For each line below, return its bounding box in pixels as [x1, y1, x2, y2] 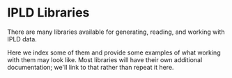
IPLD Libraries [7, 5, 90, 21]
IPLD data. [7, 35, 37, 43]
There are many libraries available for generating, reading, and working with [7, 28, 225, 36]
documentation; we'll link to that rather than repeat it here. [7, 63, 174, 71]
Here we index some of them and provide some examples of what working [7, 48, 221, 57]
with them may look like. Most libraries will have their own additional [7, 55, 203, 64]
